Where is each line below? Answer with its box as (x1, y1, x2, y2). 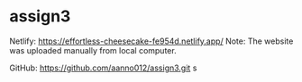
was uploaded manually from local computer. (9, 45, 178, 55)
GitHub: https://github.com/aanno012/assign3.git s (9, 62, 197, 73)
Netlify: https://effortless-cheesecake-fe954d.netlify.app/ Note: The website (9, 36, 294, 46)
